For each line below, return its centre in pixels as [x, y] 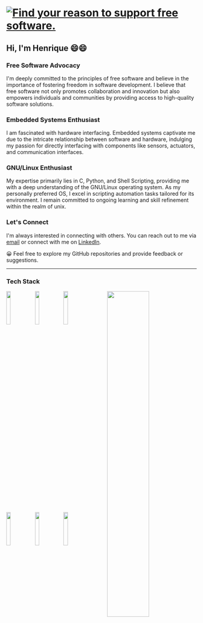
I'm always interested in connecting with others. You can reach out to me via [101, 235]
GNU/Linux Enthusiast [39, 168]
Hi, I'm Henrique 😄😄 [47, 48]
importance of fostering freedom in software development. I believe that [96, 85]
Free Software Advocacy [43, 65]
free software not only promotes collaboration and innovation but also [93, 91]
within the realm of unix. [36, 207]
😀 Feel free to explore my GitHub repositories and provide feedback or [95, 253]
